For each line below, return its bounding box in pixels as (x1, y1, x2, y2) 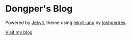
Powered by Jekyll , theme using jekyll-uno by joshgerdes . (5, 19, 127, 25)
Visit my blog (5, 29, 33, 35)
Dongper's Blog (5, 3, 73, 14)
